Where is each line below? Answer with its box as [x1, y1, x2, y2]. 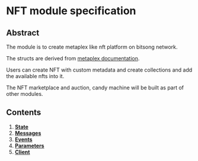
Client [14, 148, 30, 155]
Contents [6, 108, 41, 118]
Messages [14, 129, 41, 137]
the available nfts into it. [6, 73, 65, 79]
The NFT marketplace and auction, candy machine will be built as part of [6, 84, 184, 91]
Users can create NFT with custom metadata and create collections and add [6, 66, 193, 73]
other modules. [6, 91, 43, 97]
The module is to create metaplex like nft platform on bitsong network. [6, 43, 178, 50]
